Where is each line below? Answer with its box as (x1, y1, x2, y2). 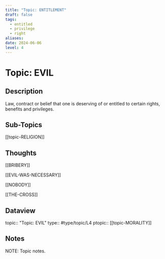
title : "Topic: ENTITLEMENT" (5, 7, 67, 13)
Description (5, 87, 43, 96)
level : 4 (5, 45, 24, 50)
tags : (5, 17, 17, 22)
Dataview (5, 206, 36, 215)
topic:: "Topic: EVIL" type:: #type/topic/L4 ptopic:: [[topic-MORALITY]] (5, 220, 152, 226)
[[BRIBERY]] (5, 162, 30, 168)
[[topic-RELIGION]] (5, 134, 45, 140)
